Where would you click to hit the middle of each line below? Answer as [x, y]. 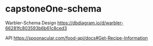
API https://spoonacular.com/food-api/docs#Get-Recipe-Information [76, 38]
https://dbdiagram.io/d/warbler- [90, 23]
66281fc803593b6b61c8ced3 [36, 28]
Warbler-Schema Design [31, 23]
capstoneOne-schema [54, 9]
